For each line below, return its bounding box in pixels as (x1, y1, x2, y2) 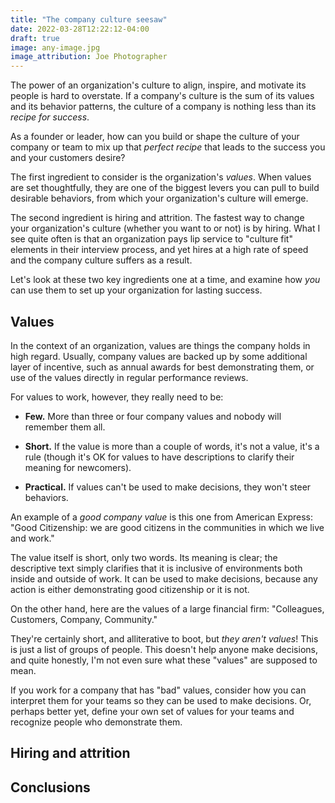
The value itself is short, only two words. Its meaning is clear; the (10, 551, 278, 563)
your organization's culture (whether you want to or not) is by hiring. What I (10, 222, 321, 235)
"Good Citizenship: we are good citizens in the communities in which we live (10, 521, 325, 533)
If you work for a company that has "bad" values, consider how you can (10, 684, 307, 696)
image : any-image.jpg (10, 42, 101, 53)
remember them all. (24, 421, 106, 433)
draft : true (10, 33, 60, 43)
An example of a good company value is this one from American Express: (10, 511, 313, 523)
